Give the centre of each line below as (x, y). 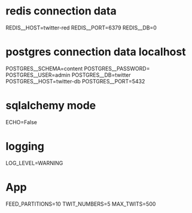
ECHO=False (21, 122)
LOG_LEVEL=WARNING (34, 163)
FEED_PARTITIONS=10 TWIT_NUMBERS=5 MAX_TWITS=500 (81, 204)
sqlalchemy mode (51, 106)
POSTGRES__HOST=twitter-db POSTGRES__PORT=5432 (75, 81)
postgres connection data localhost (96, 52)
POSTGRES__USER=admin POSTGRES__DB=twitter (68, 75)
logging (25, 146)
